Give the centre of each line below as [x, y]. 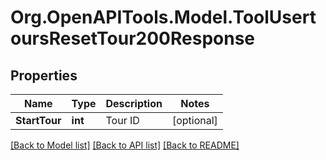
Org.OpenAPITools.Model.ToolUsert [163, 17]
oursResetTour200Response [133, 38]
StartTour [38, 120]
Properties [44, 75]
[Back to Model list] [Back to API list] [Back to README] [125, 145]
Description [134, 103]
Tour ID [122, 120]
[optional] [194, 120]
